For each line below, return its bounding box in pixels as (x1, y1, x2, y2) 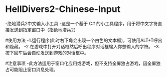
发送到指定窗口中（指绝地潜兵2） (9, 26, 79, 33)
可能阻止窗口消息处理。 (9, 66, 58, 73)
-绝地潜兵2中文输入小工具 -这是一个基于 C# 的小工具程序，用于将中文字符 (5, 20, 158, 26)
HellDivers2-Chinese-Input (5, 3, 121, 15)
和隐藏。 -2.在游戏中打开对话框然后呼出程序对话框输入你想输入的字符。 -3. (5, 43, 160, 49)
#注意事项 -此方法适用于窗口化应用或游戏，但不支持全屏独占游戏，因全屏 (5, 60, 156, 66)
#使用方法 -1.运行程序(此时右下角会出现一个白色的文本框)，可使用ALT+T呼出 (5, 37, 162, 43)
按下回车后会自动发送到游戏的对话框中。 (5, 50, 89, 56)
